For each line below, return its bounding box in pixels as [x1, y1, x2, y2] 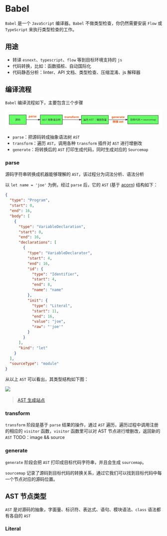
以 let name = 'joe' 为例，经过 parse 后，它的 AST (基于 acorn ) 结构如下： [5, 182, 158, 188]
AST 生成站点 [17, 397, 45, 403]
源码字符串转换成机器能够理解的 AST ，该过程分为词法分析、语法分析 [5, 171, 145, 177]
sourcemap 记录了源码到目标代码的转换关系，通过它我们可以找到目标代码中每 [5, 469, 162, 475]
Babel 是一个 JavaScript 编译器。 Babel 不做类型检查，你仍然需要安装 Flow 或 [5, 20, 163, 26]
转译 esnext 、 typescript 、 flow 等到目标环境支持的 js [12, 56, 123, 62]
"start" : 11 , [31, 308, 59, 313]
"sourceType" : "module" [9, 361, 59, 366]
